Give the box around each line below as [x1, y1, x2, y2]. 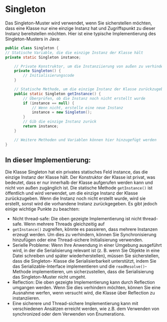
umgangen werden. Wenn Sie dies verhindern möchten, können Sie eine [12, 285, 161, 291]
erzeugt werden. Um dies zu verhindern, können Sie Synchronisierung [12, 232, 157, 238]
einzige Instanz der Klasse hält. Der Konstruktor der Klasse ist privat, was [5, 174, 156, 180]
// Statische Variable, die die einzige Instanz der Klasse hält [5, 50, 143, 55]
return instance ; [23, 124, 59, 129]
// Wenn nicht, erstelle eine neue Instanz [31, 105, 123, 110]
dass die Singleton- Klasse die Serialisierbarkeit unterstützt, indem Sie [12, 258, 157, 264]
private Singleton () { [14, 68, 61, 73]
